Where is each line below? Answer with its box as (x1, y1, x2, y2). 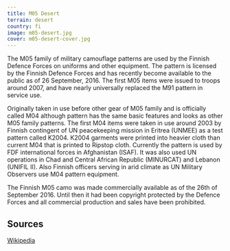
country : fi (7, 23, 41, 30)
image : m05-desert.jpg (7, 29, 72, 36)
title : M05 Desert (7, 10, 60, 17)
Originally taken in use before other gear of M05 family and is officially (7, 105, 207, 113)
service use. (7, 91, 43, 100)
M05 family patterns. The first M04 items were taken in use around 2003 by (7, 119, 222, 127)
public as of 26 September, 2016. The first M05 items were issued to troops (7, 76, 221, 85)
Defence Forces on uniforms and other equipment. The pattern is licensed (7, 62, 217, 70)
